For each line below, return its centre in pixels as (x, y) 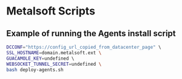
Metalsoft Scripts (51, 11)
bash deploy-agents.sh (35, 70)
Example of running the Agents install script (91, 33)
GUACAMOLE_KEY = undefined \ (40, 58)
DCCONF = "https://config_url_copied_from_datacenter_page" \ (84, 47)
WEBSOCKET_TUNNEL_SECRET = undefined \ (54, 64)
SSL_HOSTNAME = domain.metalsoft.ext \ (54, 52)
